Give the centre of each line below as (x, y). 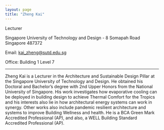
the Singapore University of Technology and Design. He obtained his (74, 81)
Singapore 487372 (24, 43)
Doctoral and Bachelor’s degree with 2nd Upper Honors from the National (79, 86)
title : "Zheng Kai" (25, 14)
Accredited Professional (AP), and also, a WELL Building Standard (71, 118)
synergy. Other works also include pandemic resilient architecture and (76, 107)
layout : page (18, 10)
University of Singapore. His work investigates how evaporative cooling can (81, 92)
